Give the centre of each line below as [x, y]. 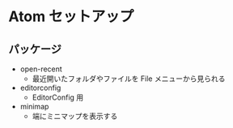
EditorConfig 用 [58, 97]
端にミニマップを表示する [75, 116]
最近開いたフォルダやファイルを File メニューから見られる [129, 79]
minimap [34, 107]
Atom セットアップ [71, 17]
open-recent [41, 69]
